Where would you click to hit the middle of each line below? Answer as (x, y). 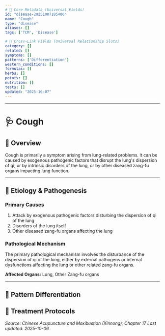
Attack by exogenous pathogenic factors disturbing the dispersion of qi (84, 215)
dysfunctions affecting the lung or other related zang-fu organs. (70, 265)
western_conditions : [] (29, 64)
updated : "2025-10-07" (28, 92)
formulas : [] (18, 69)
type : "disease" (22, 23)
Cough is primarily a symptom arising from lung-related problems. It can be (81, 155)
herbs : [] (15, 74)
